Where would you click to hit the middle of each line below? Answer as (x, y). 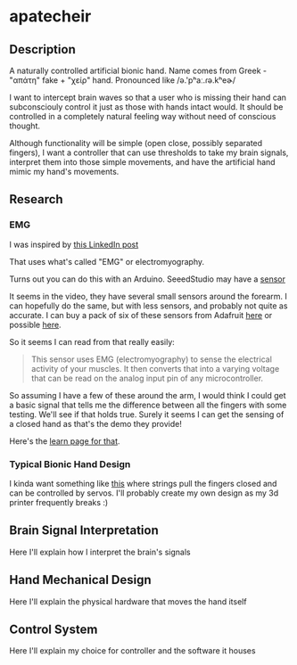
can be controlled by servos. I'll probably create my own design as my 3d (144, 493)
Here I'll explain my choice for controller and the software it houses (132, 651)
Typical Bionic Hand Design (70, 464)
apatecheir (50, 16)
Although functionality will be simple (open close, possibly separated (136, 143)
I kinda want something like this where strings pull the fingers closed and (143, 483)
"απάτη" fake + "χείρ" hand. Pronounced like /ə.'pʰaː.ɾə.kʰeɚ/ (123, 80)
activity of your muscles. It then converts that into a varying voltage (155, 368)
